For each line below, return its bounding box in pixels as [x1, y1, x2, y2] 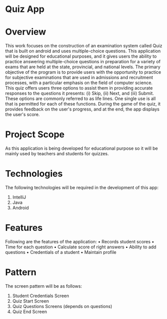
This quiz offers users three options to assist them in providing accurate [5, 85, 153, 91]
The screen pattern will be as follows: [5, 283, 82, 289]
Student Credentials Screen [12, 293, 69, 299]
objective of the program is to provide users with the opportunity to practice [5, 69, 161, 75]
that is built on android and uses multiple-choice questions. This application [5, 48, 161, 54]
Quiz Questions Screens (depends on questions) [12, 303, 113, 309]
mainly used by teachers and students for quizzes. [5, 151, 109, 157]
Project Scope [5, 129, 65, 140]
